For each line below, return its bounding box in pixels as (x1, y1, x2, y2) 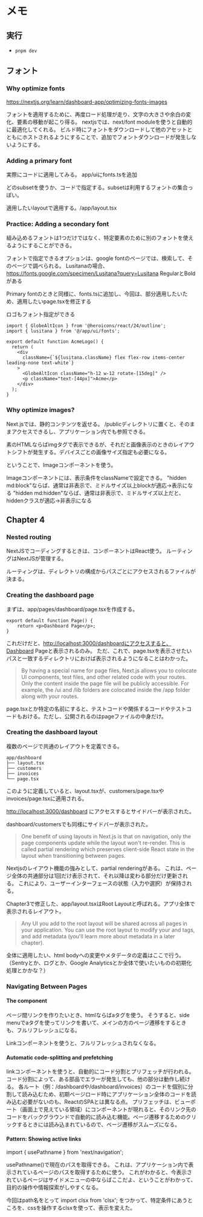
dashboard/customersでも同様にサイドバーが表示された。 (6, 820, 152, 827)
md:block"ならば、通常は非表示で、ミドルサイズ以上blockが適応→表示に (6, 482, 188, 489)
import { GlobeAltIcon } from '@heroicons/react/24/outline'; (6, 323, 166, 329)
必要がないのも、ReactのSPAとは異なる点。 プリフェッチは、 (22, 1098, 175, 1106)
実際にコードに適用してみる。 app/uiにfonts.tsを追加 (6, 171, 138, 178)
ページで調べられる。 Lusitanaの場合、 (11, 262, 109, 270)
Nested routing (6, 532, 51, 541)
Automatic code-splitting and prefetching (6, 1053, 114, 1061)
